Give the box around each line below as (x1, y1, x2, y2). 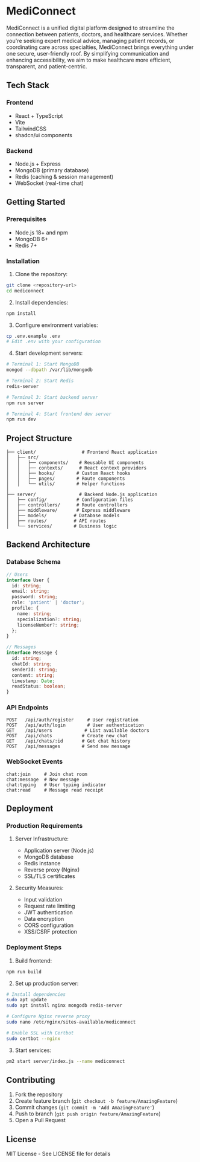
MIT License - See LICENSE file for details (6, 1150, 111, 1158)
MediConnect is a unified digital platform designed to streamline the (6, 24, 175, 31)
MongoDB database (23, 853, 74, 860)
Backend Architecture (6, 540, 90, 550)
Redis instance (23, 860, 61, 867)
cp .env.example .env (6, 333, 61, 339)
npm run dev (6, 416, 36, 422)
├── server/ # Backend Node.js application (6, 491, 158, 498)
